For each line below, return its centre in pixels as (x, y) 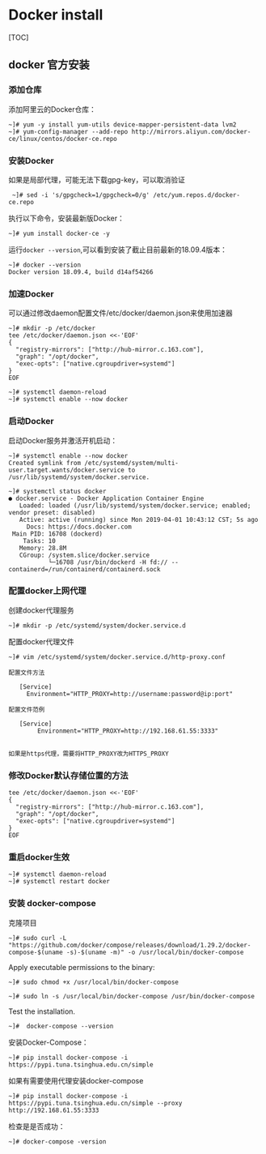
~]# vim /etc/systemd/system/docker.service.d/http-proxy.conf (117, 657)
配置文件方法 (27, 673)
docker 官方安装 (49, 65)
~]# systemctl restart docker (59, 882)
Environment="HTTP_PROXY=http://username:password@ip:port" (129, 694)
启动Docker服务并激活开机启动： (63, 440)
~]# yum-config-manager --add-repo (68, 131)
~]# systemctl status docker (57, 491)
